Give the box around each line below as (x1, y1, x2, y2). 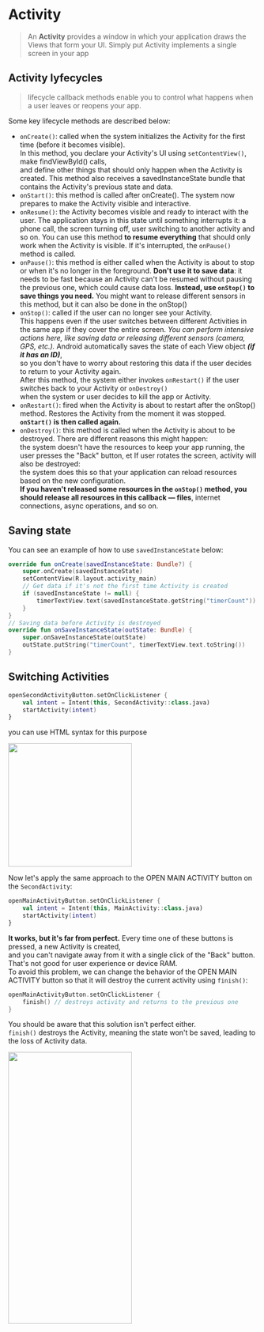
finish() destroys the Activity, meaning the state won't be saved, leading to (8, 1028, 256, 1037)
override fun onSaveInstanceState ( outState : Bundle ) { (8, 626, 193, 634)
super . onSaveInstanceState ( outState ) (22, 634, 147, 642)
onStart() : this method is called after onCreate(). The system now (19, 190, 236, 199)
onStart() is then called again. (19, 417, 121, 426)
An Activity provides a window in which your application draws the (27, 32, 247, 41)
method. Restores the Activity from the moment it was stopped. (19, 409, 227, 418)
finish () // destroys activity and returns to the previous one (22, 998, 239, 1006)
